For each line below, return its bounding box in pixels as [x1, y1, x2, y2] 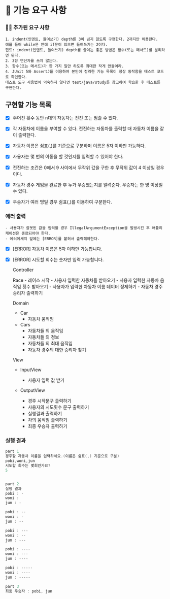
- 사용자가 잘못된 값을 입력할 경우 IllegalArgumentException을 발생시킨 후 [5, 225, 150, 231]
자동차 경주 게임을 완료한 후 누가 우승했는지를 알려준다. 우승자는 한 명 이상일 [12, 181, 163, 188]
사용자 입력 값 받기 [27, 377, 65, 383]
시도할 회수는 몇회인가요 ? [5, 463, 51, 469]
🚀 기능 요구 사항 [5, 5, 67, 16]
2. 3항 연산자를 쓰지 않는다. [5, 58, 58, 63]
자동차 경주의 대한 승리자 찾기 [27, 347, 86, 353]
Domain [12, 300, 29, 306]
